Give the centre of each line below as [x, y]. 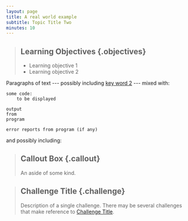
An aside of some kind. [48, 172]
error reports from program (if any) [52, 130]
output [14, 109]
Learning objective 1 [53, 65]
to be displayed [36, 99]
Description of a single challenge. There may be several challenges [101, 205]
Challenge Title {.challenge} [73, 191]
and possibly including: [34, 140]
